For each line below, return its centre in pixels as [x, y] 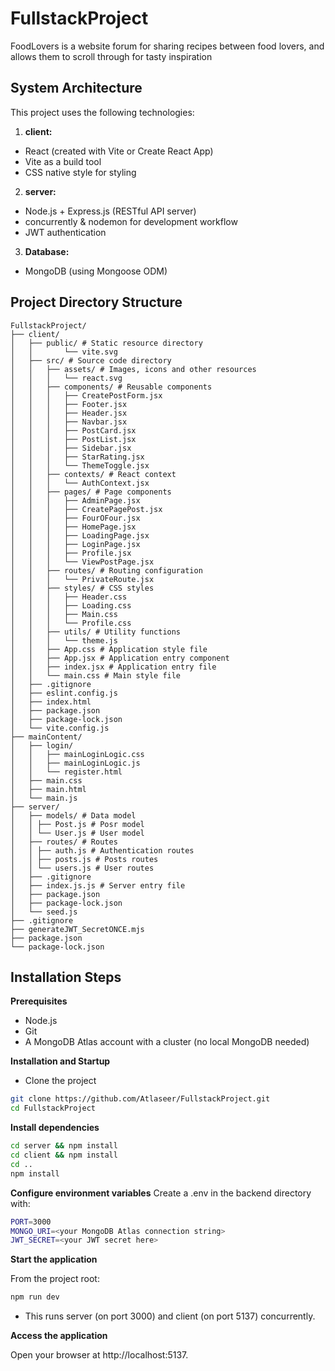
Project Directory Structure [96, 302]
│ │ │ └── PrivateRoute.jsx [82, 579]
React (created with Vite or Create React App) [119, 151]
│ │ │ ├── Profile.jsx [71, 553]
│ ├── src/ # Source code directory [91, 360]
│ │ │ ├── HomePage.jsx [73, 527]
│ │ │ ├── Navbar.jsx [69, 422]
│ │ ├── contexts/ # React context [93, 474]
